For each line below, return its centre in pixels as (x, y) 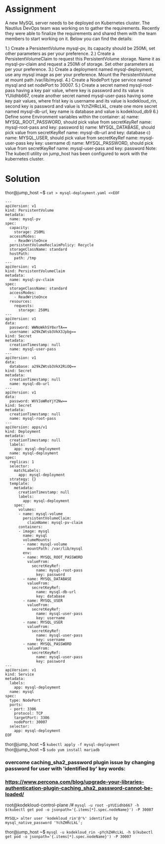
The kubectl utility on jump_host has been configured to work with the (76, 153)
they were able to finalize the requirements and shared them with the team (81, 33)
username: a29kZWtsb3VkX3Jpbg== (43, 332)
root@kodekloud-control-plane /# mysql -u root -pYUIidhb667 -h (72, 805)
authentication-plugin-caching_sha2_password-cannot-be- (79, 788)
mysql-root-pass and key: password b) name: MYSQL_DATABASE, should (80, 127)
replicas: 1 (22, 462)
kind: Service (20, 674)
